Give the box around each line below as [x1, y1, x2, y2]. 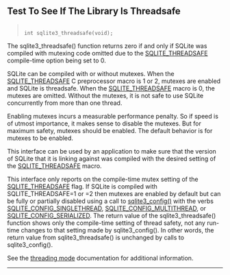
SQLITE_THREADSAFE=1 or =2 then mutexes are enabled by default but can [7, 189, 221, 198]
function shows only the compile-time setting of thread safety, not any [7, 219, 205, 227]
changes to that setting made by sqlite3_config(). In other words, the [21, 226, 214, 234]
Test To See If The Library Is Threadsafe [7, 5, 181, 17]
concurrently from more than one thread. [7, 99, 123, 107]
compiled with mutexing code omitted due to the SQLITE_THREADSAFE [7, 49, 208, 57]
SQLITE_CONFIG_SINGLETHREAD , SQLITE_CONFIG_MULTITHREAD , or [7, 204, 207, 212]
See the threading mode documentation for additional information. [7, 254, 194, 262]
